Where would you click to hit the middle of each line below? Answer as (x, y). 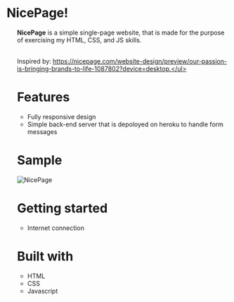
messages (42, 131)
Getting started (62, 208)
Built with (45, 256)
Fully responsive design (61, 116)
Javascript (43, 291)
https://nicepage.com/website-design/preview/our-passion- (140, 61)
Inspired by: (34, 61)
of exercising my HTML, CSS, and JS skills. (79, 40)
